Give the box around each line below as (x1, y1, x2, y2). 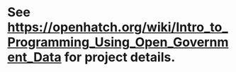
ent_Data (7, 49, 62, 66)
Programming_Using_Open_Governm (7, 35, 229, 50)
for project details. (64, 49, 176, 66)
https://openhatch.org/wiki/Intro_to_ (7, 19, 228, 35)
